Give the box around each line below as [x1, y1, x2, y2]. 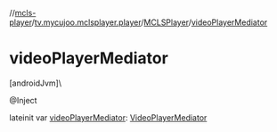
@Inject [9, 95, 37, 105]
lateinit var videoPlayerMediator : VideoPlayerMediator [9, 111, 208, 123]
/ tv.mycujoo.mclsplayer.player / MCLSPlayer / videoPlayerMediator [31, 17, 268, 28]
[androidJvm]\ [9, 78, 62, 88]
